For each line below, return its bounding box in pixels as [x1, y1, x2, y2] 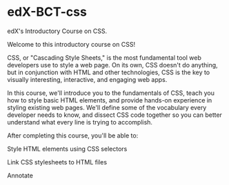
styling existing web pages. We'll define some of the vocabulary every [7, 103, 207, 111]
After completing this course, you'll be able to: [7, 131, 139, 140]
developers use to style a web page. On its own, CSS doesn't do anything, [7, 61, 219, 69]
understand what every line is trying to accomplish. [7, 118, 153, 126]
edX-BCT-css [7, 4, 88, 20]
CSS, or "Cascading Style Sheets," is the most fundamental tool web [7, 53, 201, 62]
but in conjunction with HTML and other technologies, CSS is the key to [7, 68, 210, 76]
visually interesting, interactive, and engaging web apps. [7, 75, 168, 83]
